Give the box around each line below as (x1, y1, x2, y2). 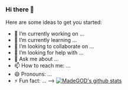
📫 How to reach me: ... (14, 62, 71, 69)
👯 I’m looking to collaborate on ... (14, 43, 94, 50)
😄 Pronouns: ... (14, 70, 52, 78)
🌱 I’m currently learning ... (14, 37, 77, 44)
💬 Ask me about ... (14, 56, 59, 63)
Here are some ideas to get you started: (5, 19, 103, 26)
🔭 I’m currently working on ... (14, 30, 84, 37)
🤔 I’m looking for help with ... (14, 49, 84, 56)
